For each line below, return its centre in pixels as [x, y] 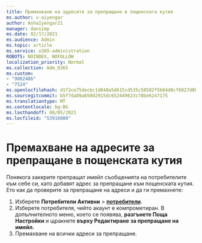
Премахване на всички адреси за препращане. [76, 234]
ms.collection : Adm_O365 [37, 68]
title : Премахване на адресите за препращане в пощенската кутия [90, 12]
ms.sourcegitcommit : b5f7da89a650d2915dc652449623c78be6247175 [87, 96]
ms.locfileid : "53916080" [38, 118]
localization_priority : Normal [45, 62]
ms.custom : [20, 73]
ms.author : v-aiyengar [35, 17]
